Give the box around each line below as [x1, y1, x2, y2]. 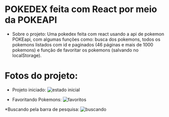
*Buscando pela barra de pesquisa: [5, 106, 80, 112]
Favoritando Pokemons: [12, 96, 62, 102]
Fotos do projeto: [5, 70, 78, 82]
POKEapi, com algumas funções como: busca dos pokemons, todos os [12, 36, 161, 42]
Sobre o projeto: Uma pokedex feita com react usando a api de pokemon [12, 31, 164, 37]
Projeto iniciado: [12, 87, 46, 93]
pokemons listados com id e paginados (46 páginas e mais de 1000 [12, 41, 153, 47]
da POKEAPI [5, 14, 57, 26]
